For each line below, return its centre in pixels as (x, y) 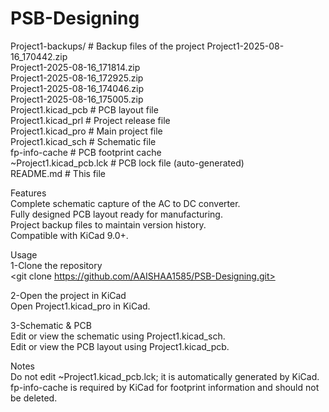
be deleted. (34, 398)
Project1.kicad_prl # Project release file (90, 120)
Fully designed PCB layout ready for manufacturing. (116, 214)
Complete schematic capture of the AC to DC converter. (125, 203)
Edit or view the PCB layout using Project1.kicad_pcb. (120, 346)
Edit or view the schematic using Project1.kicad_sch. (118, 336)
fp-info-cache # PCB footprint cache (86, 152)
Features (28, 193)
